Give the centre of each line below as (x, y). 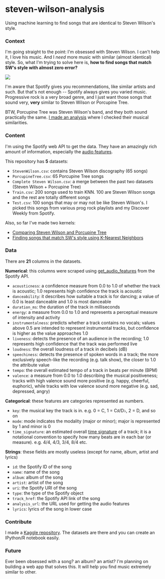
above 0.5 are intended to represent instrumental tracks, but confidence (85, 328)
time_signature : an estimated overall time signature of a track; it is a (82, 432)
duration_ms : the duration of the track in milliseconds (66, 307)
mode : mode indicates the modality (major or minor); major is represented (86, 421)
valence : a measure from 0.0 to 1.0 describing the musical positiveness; (85, 375)
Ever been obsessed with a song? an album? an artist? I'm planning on (77, 562)
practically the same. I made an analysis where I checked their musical (77, 117)
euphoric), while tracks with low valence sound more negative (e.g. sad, (85, 386)
